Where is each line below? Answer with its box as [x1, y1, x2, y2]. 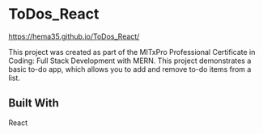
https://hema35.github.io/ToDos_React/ [8, 31, 140, 41]
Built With [8, 96, 59, 110]
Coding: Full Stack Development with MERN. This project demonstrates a [8, 56, 252, 65]
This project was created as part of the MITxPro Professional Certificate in [8, 47, 256, 57]
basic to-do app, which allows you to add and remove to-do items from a [8, 64, 252, 73]
